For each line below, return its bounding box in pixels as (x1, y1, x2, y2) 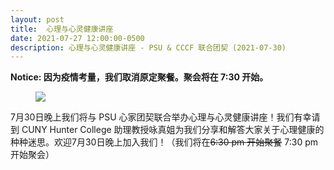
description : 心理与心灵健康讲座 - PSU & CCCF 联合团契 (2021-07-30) (10, 42, 287, 53)
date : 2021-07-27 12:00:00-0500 (10, 33, 145, 43)
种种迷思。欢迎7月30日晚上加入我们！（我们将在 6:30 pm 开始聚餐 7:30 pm (10, 136, 318, 148)
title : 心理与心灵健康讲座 (10, 24, 114, 34)
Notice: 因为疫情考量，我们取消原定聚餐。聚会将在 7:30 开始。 (10, 71, 269, 83)
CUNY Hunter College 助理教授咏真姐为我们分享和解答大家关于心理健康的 (21, 124, 325, 136)
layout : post (10, 14, 65, 25)
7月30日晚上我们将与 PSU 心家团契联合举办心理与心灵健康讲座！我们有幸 (10, 111, 312, 123)
